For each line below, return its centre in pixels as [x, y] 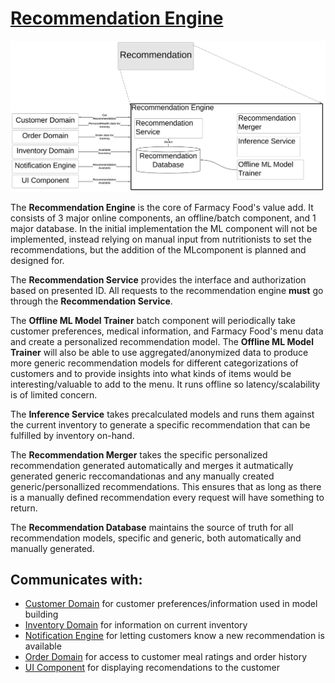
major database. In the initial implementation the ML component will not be [164, 228]
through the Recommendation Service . [91, 301]
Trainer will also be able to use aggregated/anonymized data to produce [159, 352]
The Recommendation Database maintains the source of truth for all [152, 527]
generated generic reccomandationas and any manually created [142, 476]
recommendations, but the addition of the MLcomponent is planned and [158, 249]
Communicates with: [76, 580]
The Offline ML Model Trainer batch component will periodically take [153, 320]
